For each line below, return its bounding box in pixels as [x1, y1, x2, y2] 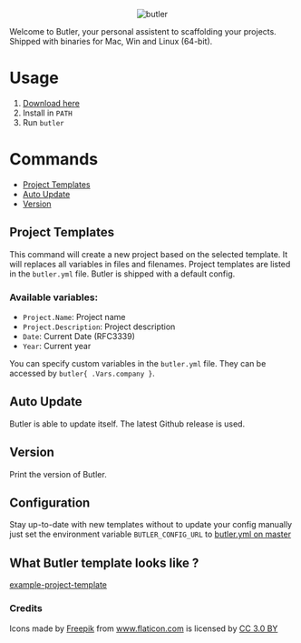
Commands [9, 149, 99, 170]
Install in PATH [22, 107, 73, 118]
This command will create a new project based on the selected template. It [9, 248, 288, 259]
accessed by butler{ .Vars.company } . [9, 367, 156, 378]
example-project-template [9, 579, 107, 590]
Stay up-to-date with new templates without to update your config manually [9, 519, 293, 530]
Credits [9, 602, 43, 615]
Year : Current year [22, 340, 92, 351]
